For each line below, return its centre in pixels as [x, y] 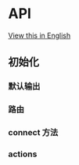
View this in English [39, 35]
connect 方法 [33, 133]
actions [23, 154]
